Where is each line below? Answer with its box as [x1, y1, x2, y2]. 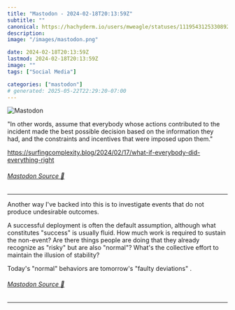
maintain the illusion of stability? [7, 251, 100, 259]
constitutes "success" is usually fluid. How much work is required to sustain [7, 228, 226, 237]
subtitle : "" [7, 17, 45, 24]
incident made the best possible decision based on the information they [7, 127, 214, 136]
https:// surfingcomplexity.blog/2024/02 [7, 148, 122, 157]
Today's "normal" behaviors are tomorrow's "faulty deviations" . [7, 264, 192, 272]
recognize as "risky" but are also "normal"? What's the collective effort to [7, 243, 219, 251]
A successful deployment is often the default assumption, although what [7, 221, 216, 229]
